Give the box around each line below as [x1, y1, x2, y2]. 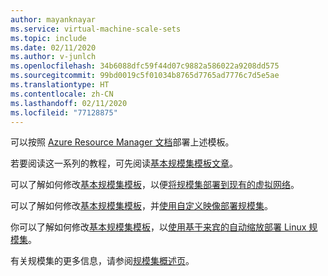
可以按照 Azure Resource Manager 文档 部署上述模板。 [10, 136, 235, 148]
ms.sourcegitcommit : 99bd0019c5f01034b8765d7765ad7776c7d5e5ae [10, 71, 280, 81]
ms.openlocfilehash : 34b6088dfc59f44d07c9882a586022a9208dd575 [10, 61, 280, 71]
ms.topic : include [10, 33, 87, 43]
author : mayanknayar [10, 14, 97, 25]
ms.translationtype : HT [10, 80, 110, 90]
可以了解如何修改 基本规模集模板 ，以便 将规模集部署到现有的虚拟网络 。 [10, 179, 300, 191]
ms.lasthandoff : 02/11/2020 [10, 98, 128, 108]
